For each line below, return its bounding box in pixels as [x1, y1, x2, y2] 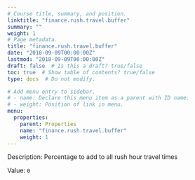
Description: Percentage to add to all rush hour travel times [7, 153, 178, 161]
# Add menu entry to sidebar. [7, 88, 96, 95]
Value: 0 [7, 166, 30, 175]
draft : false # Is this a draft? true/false [7, 62, 142, 69]
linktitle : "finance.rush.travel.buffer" [7, 17, 130, 24]
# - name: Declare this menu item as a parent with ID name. [7, 95, 190, 102]
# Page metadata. [7, 36, 58, 43]
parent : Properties [20, 120, 77, 127]
